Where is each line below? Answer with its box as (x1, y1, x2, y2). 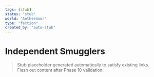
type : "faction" (5, 20, 38, 26)
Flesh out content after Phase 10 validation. (17, 67, 104, 73)
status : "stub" (5, 12, 36, 16)
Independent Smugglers (5, 46, 106, 57)
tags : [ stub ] (5, 7, 32, 12)
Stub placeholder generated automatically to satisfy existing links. (17, 62, 150, 68)
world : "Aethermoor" (5, 16, 47, 21)
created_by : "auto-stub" (5, 25, 56, 30)
